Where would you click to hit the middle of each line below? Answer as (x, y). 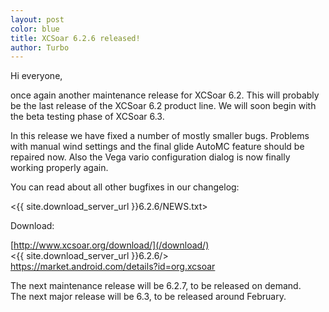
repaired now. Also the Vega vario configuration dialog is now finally (150, 157)
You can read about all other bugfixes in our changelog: (125, 187)
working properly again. (59, 168)
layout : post (37, 19)
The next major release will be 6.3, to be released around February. (148, 297)
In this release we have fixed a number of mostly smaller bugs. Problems (160, 136)
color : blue (35, 29)
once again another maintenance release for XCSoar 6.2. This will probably (165, 95)
